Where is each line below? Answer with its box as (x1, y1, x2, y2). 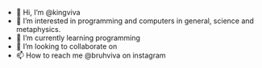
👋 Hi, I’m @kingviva (15, 8, 81, 17)
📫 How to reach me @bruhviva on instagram (15, 50, 167, 60)
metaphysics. (15, 25, 61, 34)
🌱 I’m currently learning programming (15, 33, 141, 42)
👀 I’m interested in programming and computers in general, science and (15, 16, 254, 26)
